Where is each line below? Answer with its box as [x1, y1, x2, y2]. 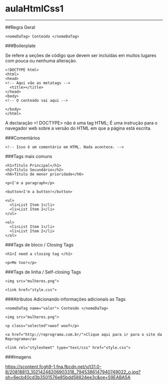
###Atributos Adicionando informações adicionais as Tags [5, 296, 126, 302]
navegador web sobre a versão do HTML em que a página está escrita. [5, 125, 151, 131]
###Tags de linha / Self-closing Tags [5, 268, 81, 275]
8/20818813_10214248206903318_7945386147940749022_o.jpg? [5, 368, 141, 375]
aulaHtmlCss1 [5, 3, 64, 14]
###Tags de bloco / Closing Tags [5, 241, 74, 247]
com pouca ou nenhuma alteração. [5, 57, 77, 63]
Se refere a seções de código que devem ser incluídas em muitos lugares [5, 52, 156, 58]
